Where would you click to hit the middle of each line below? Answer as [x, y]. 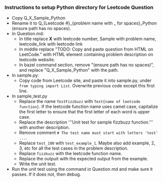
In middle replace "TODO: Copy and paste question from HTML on [86, 49]
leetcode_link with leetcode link [51, 44]
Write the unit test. [38, 164]
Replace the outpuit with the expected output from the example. [83, 159]
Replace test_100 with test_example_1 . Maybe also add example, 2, [87, 143]
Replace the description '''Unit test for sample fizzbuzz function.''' [86, 122]
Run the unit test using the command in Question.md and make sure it [82, 169]
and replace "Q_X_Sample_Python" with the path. [69, 70]
